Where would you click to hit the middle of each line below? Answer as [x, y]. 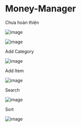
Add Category [19, 51]
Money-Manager [40, 9]
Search [12, 90]
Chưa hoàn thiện [22, 22]
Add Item [14, 71]
